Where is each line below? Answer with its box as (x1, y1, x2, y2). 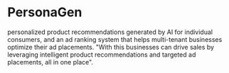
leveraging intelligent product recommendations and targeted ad (7, 50, 196, 59)
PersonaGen (7, 4, 82, 21)
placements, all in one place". (7, 57, 94, 66)
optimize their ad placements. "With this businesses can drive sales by (7, 43, 215, 51)
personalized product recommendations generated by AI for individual (7, 28, 213, 36)
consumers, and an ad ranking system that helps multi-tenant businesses (7, 35, 223, 43)
